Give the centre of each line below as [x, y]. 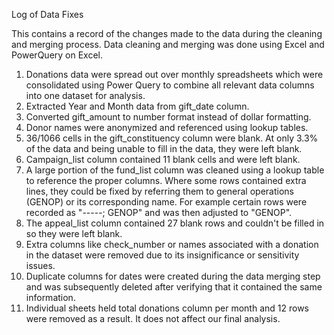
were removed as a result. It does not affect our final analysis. [153, 318]
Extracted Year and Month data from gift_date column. [137, 106]
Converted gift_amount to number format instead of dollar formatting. [168, 117]
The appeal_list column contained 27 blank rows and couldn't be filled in [175, 223]
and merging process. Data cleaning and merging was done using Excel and [168, 44]
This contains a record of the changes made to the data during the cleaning [167, 33]
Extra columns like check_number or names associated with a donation [172, 244]
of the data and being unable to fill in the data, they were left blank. [164, 148]
